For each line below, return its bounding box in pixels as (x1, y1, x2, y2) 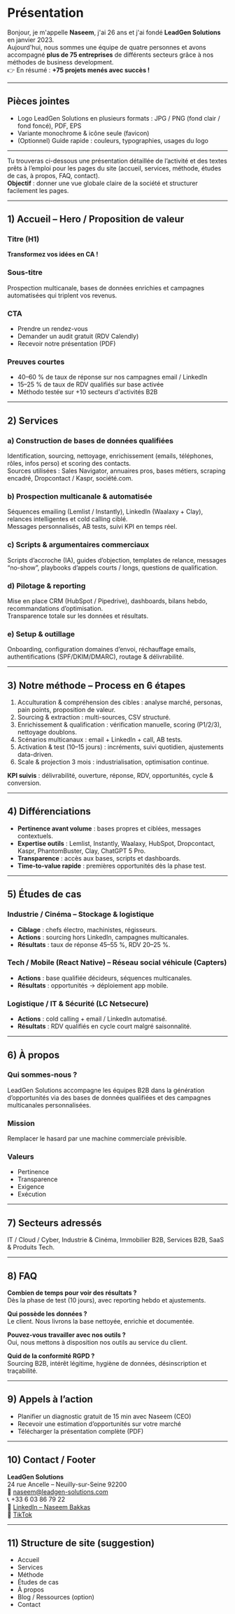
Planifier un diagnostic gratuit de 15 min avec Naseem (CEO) (17, 1412, 192, 1420)
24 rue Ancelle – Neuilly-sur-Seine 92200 (7, 1480, 127, 1488)
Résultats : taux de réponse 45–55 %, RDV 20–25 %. (17, 940, 171, 948)
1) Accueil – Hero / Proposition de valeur (7, 213, 185, 225)
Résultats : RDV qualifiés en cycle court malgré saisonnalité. (17, 1022, 192, 1030)
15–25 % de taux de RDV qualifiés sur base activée (17, 380, 164, 389)
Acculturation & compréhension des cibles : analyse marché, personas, (17, 698, 222, 706)
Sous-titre (7, 268, 43, 278)
